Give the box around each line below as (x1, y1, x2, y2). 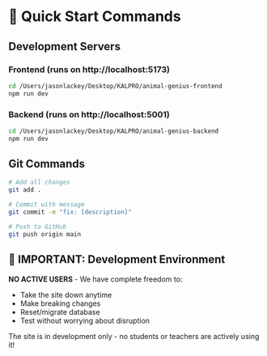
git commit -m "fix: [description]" (8, 208, 132, 217)
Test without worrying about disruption (19, 316, 150, 325)
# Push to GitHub (8, 222, 67, 231)
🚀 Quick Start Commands (8, 7, 181, 26)
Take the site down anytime (19, 290, 112, 299)
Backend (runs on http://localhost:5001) (8, 108, 170, 120)
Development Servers (8, 40, 121, 53)
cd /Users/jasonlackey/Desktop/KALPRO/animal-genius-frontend (8, 82, 222, 90)
